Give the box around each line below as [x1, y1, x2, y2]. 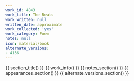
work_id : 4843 [5, 7, 36, 13]
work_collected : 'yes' [5, 27, 54, 32]
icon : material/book [5, 41, 50, 46]
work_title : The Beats [5, 12, 54, 17]
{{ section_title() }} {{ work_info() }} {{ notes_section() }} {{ [5, 65, 128, 71]
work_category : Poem [5, 31, 50, 36]
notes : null [5, 36, 31, 42]
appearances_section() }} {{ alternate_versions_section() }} [5, 70, 129, 76]
